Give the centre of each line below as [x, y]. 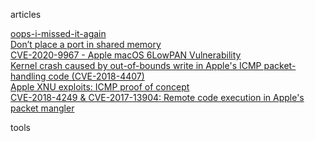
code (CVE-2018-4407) [96, 76]
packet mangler [42, 108]
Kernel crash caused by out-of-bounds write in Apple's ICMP [136, 65]
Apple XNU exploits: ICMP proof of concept [100, 87]
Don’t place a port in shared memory [86, 44]
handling [28, 76]
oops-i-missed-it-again [58, 33]
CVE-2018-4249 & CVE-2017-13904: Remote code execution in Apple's [157, 97]
